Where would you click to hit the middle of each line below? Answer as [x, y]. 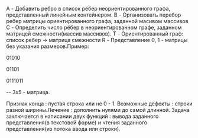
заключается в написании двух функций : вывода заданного [82, 116]
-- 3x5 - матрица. [28, 92]
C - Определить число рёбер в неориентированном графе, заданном [94, 27]
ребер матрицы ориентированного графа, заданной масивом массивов [97, 21]
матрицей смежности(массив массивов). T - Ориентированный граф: [95, 34]
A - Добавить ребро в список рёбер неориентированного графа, [88, 9]
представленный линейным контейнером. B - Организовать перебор [94, 15]
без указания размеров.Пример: [48, 46]
